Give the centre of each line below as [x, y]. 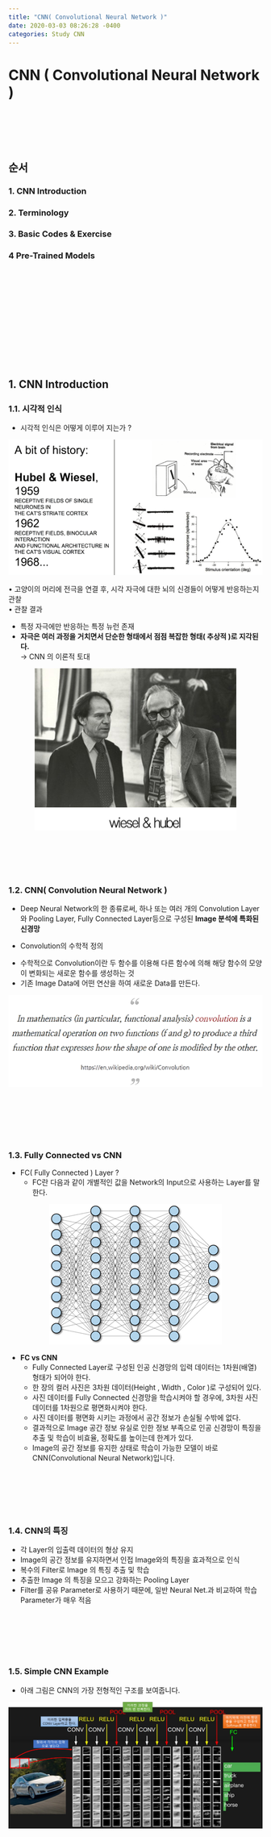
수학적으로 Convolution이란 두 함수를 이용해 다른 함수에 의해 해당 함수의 [133, 963]
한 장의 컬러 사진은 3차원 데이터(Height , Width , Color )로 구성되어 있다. [147, 1387]
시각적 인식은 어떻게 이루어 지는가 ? [75, 428]
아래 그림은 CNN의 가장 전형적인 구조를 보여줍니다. [100, 1690]
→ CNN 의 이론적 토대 [55, 656]
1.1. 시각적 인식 [35, 409]
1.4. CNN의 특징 [38, 1531]
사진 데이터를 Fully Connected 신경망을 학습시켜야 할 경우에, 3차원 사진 [145, 1398]
